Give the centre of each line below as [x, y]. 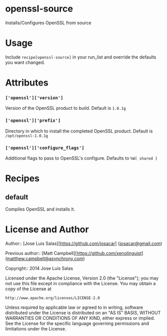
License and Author [47, 229]
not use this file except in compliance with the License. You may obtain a [80, 283]
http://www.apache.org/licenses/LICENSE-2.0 [53, 298]
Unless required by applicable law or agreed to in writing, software [74, 307]
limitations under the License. [36, 328]
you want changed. [25, 62]
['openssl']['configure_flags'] [45, 148]
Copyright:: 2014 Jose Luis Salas [39, 268]
